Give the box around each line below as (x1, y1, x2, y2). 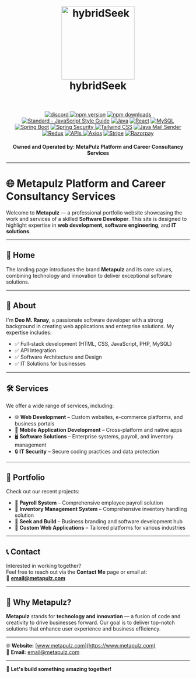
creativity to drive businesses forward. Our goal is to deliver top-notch (6, 619, 175, 626)
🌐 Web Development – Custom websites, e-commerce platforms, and (14, 413, 183, 420)
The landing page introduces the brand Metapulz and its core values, (6, 265, 173, 272)
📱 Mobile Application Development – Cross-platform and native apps (14, 426, 183, 433)
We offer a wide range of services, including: (6, 402, 114, 409)
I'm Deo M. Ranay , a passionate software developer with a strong (6, 316, 163, 323)
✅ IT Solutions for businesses (14, 360, 86, 367)
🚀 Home (6, 250, 36, 260)
